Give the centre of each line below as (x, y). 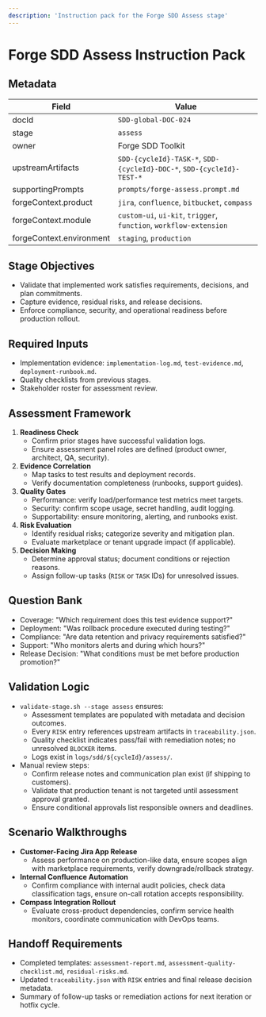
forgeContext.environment (61, 237)
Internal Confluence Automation (74, 876)
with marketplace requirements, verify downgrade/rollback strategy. (142, 868)
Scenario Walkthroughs (68, 832)
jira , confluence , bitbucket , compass (185, 202)
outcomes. (49, 722)
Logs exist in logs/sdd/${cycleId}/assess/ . (102, 757)
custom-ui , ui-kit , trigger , (168, 215)
